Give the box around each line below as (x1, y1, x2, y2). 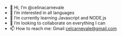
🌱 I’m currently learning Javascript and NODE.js (9, 15, 107, 20)
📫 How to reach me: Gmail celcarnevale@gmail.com (9, 26, 117, 31)
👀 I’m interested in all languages (9, 10, 75, 16)
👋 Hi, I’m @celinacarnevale (9, 5, 64, 10)
